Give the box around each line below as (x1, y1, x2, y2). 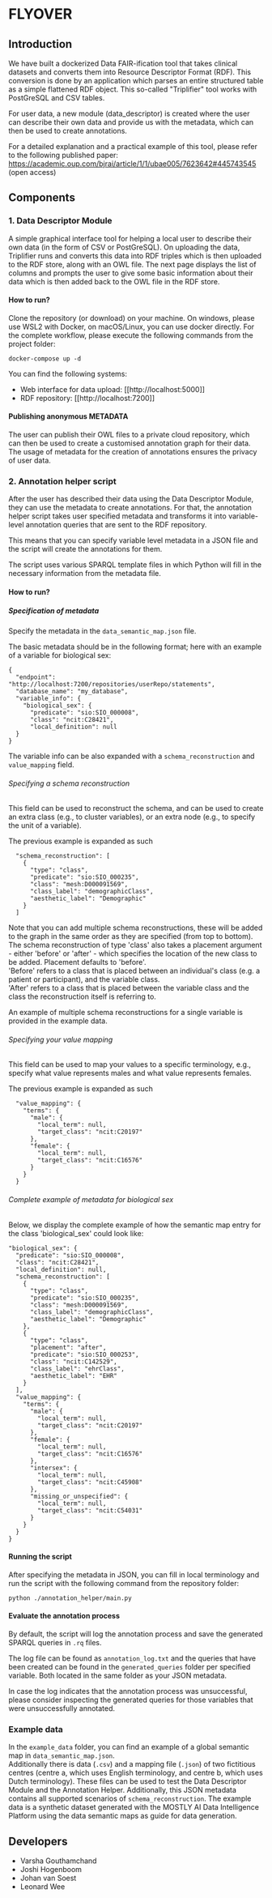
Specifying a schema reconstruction (8, 778, 130, 788)
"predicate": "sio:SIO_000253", (29, 1350, 139, 1358)
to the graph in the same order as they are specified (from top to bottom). (8, 932, 253, 941)
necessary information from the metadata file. (8, 569, 162, 578)
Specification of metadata (8, 605, 100, 616)
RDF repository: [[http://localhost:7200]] (19, 393, 155, 403)
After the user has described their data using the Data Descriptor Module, (8, 494, 254, 504)
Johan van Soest (19, 1873, 77, 1883)
